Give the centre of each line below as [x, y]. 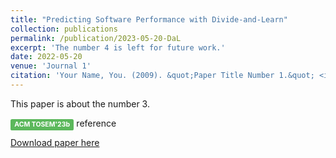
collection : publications [64, 29]
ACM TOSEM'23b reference [65, 123]
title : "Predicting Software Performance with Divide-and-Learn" [149, 19]
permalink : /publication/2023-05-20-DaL [96, 38]
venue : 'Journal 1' [51, 66]
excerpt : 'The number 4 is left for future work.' [118, 47]
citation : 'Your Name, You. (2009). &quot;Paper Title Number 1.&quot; [162, 76]
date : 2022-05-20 [46, 57]
